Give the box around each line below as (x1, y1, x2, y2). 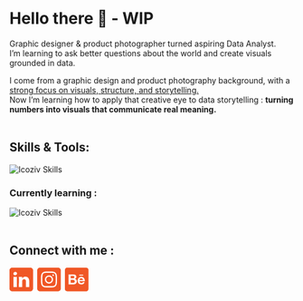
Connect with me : (9, 243, 115, 258)
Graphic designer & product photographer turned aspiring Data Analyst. (9, 38, 277, 49)
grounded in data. (9, 57, 76, 68)
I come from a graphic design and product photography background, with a (9, 74, 291, 85)
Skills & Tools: (9, 140, 90, 155)
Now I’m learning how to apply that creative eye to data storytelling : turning (9, 94, 294, 105)
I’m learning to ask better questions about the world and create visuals (9, 47, 272, 58)
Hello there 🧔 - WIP (9, 8, 154, 29)
